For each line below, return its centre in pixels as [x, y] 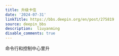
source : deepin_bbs [26, 24]
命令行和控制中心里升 [27, 48]
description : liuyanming [32, 29]
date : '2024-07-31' [26, 15]
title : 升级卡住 [21, 10]
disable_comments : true [30, 33]
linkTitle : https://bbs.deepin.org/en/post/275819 [60, 19]
